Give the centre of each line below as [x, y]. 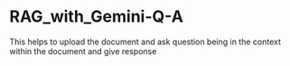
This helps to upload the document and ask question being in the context [145, 42]
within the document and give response [83, 51]
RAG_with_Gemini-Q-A [96, 17]
